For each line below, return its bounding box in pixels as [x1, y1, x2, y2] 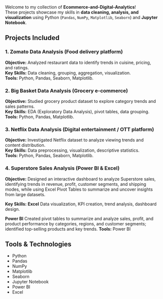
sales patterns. [5, 103, 35, 109]
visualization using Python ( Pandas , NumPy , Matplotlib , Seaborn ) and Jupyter [5, 15, 158, 20]
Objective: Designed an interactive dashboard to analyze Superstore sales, [5, 176, 156, 182]
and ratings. [5, 64, 29, 70]
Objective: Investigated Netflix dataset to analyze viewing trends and [5, 137, 144, 143]
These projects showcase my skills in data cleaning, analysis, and [5, 9, 139, 15]
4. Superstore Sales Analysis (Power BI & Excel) [5, 165, 120, 172]
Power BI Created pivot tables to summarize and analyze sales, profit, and [5, 216, 154, 221]
